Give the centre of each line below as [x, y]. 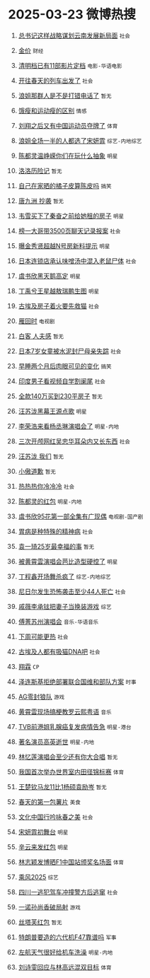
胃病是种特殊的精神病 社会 [56, 531]
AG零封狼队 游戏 [41, 697]
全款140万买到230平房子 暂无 [60, 396]
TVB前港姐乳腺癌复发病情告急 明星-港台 [75, 726]
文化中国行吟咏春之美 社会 [56, 817]
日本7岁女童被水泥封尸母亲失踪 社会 [70, 351]
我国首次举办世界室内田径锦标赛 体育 [71, 772]
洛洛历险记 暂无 [40, 170]
